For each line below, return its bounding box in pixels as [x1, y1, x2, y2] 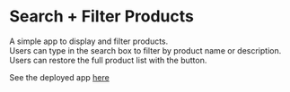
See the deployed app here [9, 71, 110, 82]
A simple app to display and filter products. [9, 36, 169, 46]
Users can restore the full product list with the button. [9, 54, 207, 65]
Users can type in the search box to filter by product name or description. [9, 45, 282, 55]
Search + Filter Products [9, 6, 195, 27]
